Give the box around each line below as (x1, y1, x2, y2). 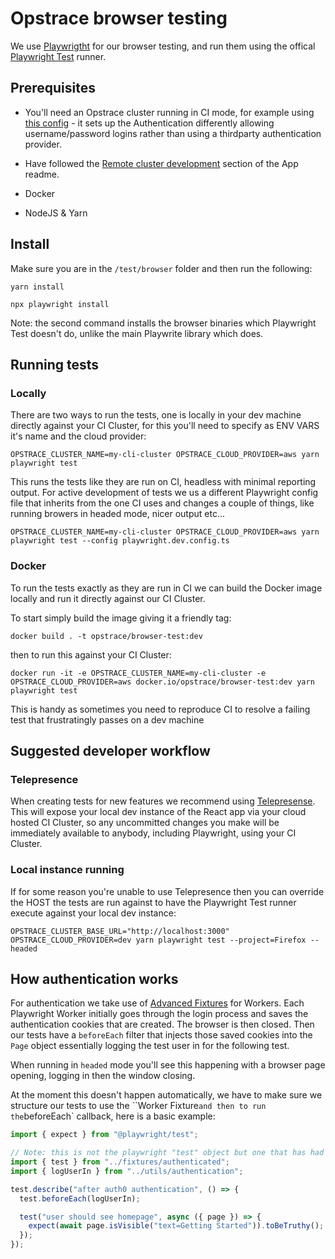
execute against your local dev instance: (10, 907, 177, 919)
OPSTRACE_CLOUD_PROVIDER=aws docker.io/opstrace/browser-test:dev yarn (10, 677, 315, 687)
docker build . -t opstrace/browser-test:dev (10, 631, 203, 641)
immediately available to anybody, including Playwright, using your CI (10, 827, 297, 839)
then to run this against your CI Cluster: (10, 648, 172, 661)
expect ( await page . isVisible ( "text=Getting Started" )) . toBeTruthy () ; (28, 1221, 325, 1231)
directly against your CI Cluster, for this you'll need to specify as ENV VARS (10, 420, 320, 432)
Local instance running (10, 863, 125, 877)
